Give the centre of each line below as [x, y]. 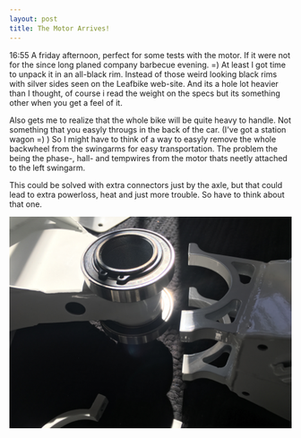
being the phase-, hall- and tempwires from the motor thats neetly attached [149, 158]
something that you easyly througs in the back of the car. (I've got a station [148, 129]
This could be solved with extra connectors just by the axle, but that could [146, 185]
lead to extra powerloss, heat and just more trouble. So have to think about [147, 194]
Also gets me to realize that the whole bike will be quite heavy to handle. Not [150, 120]
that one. [26, 204]
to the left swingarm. [47, 167]
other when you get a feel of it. [66, 102]
